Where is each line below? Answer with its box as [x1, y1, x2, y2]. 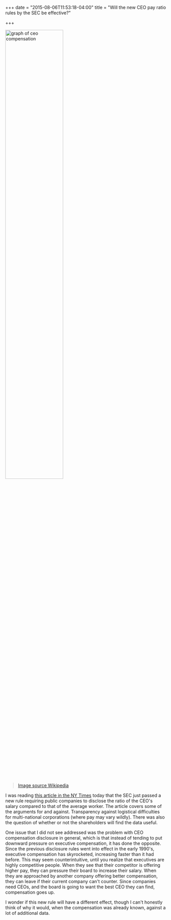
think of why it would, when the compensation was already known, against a [5, 905, 166, 910]
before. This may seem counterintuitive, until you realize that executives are [5, 857, 164, 863]
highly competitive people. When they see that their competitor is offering [5, 862, 161, 868]
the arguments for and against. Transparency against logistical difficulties [5, 808, 160, 815]
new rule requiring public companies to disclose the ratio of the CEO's [5, 798, 153, 804]
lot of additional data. [5, 910, 50, 916]
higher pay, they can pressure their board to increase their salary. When [5, 867, 157, 873]
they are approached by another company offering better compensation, [5, 873, 158, 879]
